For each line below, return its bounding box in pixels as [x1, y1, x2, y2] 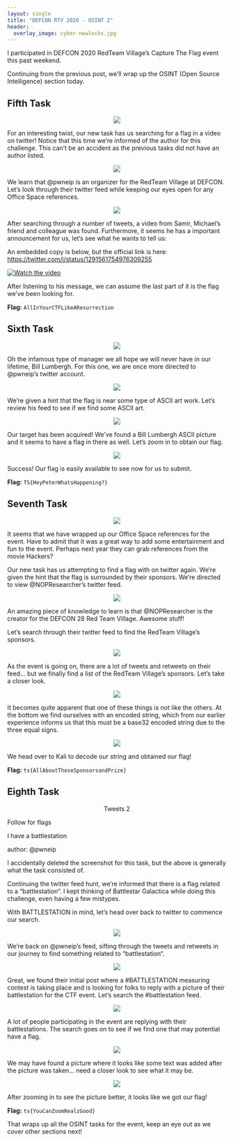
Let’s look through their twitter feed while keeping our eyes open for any [7, 186, 214, 194]
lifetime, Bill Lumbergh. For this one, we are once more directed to [7, 362, 197, 371]
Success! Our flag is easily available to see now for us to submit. [7, 464, 192, 472]
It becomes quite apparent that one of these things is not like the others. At [7, 703, 222, 712]
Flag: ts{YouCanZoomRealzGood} [7, 1106, 96, 1114]
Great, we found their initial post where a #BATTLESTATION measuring [7, 976, 210, 984]
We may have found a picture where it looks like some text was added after [7, 1059, 223, 1067]
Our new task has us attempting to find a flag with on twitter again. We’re [7, 565, 216, 574]
